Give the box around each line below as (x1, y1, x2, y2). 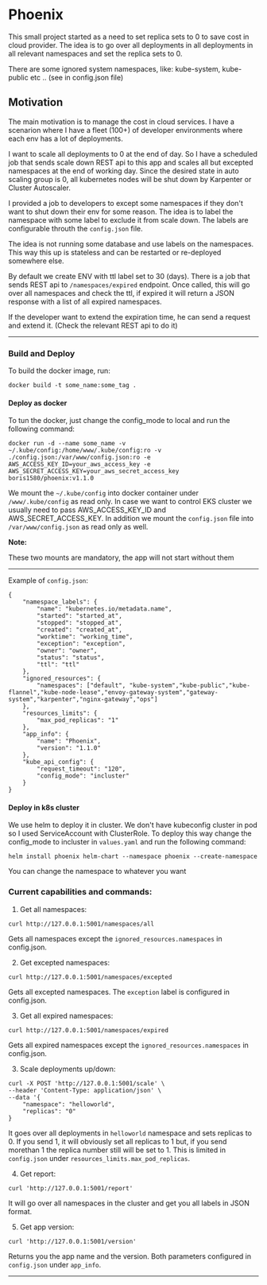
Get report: (19, 1169, 56, 1178)
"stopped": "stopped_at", (37, 619, 123, 627)
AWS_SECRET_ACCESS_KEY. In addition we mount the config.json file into (8, 514, 254, 523)
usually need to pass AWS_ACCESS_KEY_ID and (8, 505, 167, 514)
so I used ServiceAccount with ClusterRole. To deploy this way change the (8, 829, 252, 838)
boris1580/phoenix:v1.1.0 (8, 475, 94, 483)
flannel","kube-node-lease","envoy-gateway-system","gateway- (8, 689, 219, 697)
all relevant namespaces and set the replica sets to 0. (8, 49, 183, 58)
